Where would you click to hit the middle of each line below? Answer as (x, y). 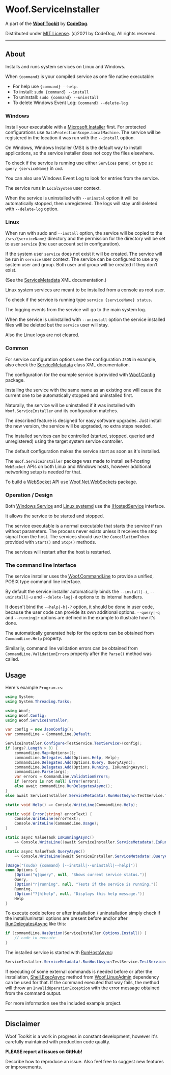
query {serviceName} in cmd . (34, 168)
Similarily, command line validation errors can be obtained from (72, 648)
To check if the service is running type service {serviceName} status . (79, 300)
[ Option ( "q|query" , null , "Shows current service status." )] (80, 875)
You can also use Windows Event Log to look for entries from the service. (82, 178)
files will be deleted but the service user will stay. (57, 325)
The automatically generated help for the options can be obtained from (80, 633)
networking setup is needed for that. (44, 472)
